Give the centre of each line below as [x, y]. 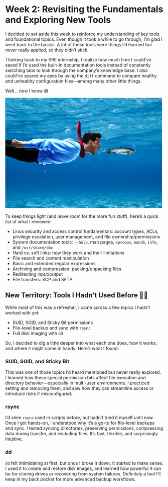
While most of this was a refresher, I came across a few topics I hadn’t [78, 307]
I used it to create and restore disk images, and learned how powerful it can [83, 468]
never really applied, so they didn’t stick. [47, 50]
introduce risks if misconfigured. [39, 394]
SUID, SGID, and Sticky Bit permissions [53, 322]
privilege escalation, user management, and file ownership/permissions [86, 237]
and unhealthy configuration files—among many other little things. [73, 81]
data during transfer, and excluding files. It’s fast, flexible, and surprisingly [81, 434]
